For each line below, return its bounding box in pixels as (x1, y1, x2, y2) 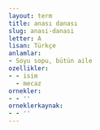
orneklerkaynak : (8, 102, 63, 110)
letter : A (8, 34, 42, 43)
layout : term (8, 11, 53, 20)
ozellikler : (8, 65, 49, 73)
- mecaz (15, 79, 42, 87)
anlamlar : (8, 49, 42, 57)
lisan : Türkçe (8, 42, 57, 50)
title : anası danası (8, 19, 79, 27)
